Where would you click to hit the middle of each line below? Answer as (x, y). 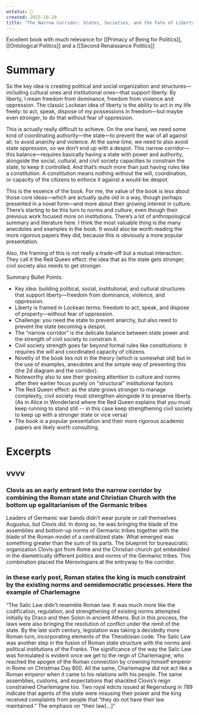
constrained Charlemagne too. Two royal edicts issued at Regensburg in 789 (99, 687)
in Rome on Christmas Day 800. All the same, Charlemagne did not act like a (99, 668)
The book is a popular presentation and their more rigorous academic (99, 421)
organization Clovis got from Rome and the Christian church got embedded (98, 549)
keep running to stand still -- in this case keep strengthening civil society (104, 409)
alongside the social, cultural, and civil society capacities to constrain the (95, 161)
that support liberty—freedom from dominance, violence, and (89, 295)
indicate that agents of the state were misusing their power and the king (94, 693)
